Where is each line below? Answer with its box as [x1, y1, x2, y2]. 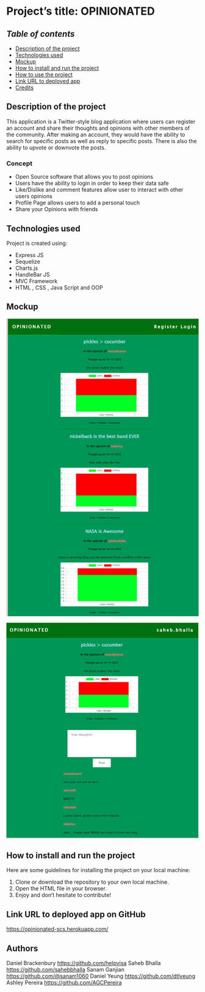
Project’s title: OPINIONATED [6, 4, 155, 18]
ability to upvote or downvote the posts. [6, 144, 106, 151]
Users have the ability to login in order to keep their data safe [15, 179, 169, 187]
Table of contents [6, 29, 75, 39]
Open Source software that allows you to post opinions [15, 173, 154, 181]
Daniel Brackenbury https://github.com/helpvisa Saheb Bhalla [6, 960, 161, 967]
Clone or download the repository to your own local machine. [15, 878, 169, 886]
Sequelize [15, 258, 41, 265]
